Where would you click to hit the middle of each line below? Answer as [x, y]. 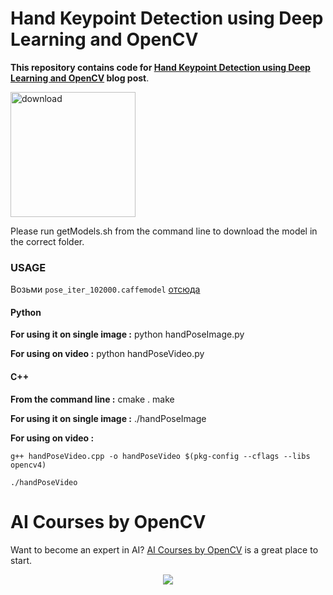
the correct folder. [47, 241]
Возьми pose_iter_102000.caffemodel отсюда [105, 289]
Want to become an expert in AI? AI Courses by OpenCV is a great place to [164, 549]
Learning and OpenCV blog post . [80, 78]
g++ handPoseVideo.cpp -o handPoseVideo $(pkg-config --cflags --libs [160, 456]
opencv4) [28, 465]
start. [21, 560]
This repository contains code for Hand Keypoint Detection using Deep [160, 67]
